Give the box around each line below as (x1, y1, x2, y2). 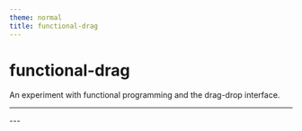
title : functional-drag (9, 22, 99, 31)
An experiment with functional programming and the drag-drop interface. (9, 90, 280, 100)
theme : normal (9, 13, 63, 22)
